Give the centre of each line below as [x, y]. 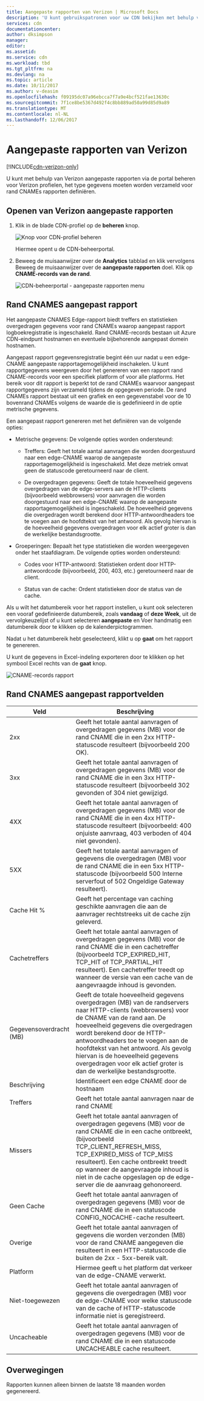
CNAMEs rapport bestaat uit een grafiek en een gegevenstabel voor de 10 [99, 396]
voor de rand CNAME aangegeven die [130, 1242]
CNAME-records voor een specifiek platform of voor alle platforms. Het [95, 376]
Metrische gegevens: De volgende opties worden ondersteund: [94, 439]
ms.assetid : [21, 52]
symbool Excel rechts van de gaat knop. [57, 663]
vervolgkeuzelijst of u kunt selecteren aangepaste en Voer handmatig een [99, 620]
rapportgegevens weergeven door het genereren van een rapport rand [95, 370]
